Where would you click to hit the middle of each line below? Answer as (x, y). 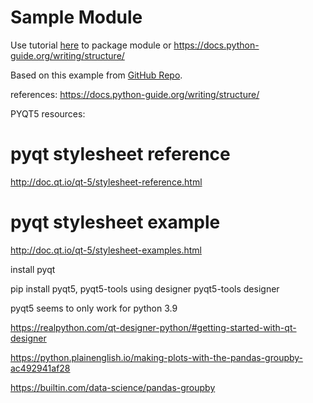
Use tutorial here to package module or (91, 45)
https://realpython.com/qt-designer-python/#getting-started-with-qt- (153, 327)
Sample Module (76, 17)
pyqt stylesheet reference (120, 154)
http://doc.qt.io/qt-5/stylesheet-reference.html (106, 182)
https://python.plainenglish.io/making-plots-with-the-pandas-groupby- (157, 357)
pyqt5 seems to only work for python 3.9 (94, 308)
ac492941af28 (40, 368)
